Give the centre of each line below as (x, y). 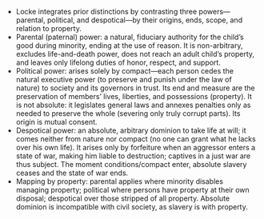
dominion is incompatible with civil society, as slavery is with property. (132, 207)
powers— (214, 12)
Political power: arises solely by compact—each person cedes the (125, 71)
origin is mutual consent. (56, 122)
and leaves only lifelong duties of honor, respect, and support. (118, 62)
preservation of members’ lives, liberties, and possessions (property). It (134, 96)
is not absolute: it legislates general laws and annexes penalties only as (133, 105)
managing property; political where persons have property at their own (132, 190)
